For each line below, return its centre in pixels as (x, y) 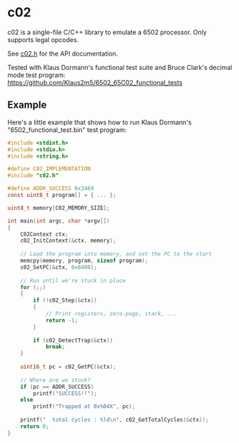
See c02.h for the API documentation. (63, 54)
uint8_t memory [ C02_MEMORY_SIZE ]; (59, 208)
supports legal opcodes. (43, 39)
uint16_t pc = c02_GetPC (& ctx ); (68, 367)
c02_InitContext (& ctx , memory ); (68, 241)
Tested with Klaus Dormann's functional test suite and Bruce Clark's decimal (120, 67)
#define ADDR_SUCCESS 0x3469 (51, 189)
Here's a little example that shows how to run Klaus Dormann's (100, 122)
